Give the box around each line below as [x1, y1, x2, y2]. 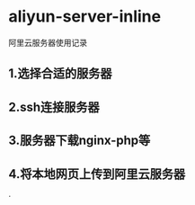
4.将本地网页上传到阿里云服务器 [8, 166, 186, 182]
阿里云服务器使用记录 [8, 37, 87, 48]
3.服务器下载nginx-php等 [8, 133, 151, 148]
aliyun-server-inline [8, 6, 162, 27]
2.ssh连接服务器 [8, 99, 100, 114]
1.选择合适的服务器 [8, 66, 113, 82]
